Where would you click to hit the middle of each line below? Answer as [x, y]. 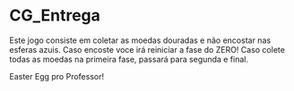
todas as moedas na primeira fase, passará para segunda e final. [129, 59]
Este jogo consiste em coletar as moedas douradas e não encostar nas [140, 40]
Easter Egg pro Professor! [57, 76]
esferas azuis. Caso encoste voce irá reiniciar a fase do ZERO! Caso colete [147, 49]
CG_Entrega [55, 16]
